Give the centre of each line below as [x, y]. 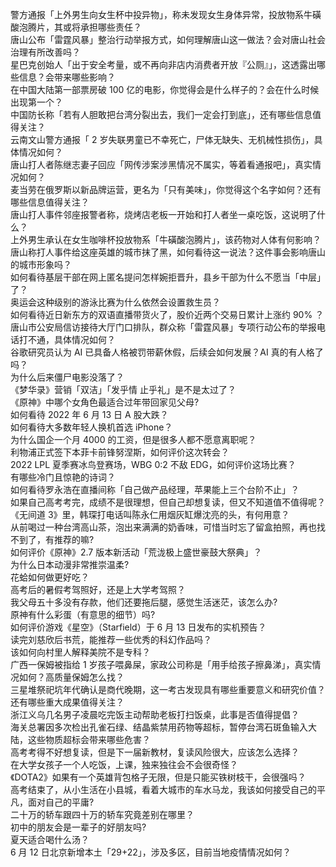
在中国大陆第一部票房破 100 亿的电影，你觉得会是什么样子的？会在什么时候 [165, 89]
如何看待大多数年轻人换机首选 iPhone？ [91, 427]
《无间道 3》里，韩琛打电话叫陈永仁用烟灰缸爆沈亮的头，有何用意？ [150, 514]
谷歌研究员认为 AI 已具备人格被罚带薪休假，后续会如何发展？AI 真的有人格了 [167, 352]
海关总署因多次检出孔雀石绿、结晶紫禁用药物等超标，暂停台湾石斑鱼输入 [159, 727]
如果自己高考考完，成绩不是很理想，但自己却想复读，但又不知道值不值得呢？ [168, 502]
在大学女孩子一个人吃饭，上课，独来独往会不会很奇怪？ [124, 764]
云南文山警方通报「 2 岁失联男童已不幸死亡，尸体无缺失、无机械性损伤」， [162, 139]
